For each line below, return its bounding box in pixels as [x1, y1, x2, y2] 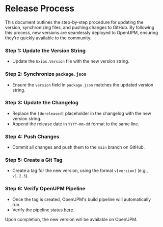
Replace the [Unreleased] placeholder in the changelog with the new [12, 110, 151, 116]
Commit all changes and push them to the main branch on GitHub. [12, 144, 145, 150]
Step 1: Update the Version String [5, 47, 86, 54]
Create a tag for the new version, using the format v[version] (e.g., [12, 168, 148, 173]
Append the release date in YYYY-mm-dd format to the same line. [12, 121, 139, 127]
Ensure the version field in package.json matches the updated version [12, 82, 154, 87]
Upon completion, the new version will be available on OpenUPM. [5, 216, 137, 222]
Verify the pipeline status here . [12, 207, 75, 213]
